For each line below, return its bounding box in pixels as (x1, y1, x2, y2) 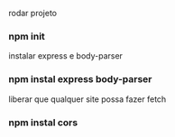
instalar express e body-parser (8, 50, 124, 61)
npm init (8, 30, 46, 42)
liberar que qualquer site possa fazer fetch (8, 94, 167, 105)
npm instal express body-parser (8, 73, 152, 86)
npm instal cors (8, 116, 78, 129)
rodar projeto (8, 8, 58, 18)
